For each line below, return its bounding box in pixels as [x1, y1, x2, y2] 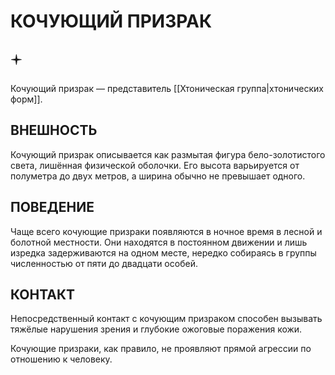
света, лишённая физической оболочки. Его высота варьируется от [10, 159, 300, 171]
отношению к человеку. [10, 353, 113, 365]
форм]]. [10, 93, 43, 105]
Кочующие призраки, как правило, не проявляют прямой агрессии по [10, 343, 312, 355]
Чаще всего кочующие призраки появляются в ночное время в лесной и [10, 225, 323, 237]
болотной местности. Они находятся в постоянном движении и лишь [10, 236, 308, 248]
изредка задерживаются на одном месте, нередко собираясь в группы [10, 246, 317, 259]
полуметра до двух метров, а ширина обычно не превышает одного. [10, 170, 306, 182]
